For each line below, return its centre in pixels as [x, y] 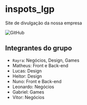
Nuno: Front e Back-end [37, 81]
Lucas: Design [27, 71]
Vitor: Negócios [28, 97]
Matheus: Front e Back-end [40, 65]
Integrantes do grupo [39, 48]
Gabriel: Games [28, 92]
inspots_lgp [30, 9]
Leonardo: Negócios [33, 87]
